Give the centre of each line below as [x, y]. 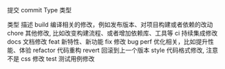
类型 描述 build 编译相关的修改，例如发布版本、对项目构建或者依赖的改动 [110, 25]
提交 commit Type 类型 [40, 10]
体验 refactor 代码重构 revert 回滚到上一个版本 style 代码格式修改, [112, 50]
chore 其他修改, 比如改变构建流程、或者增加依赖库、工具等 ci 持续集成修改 [112, 33]
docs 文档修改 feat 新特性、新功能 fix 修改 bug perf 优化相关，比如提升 [108, 42]
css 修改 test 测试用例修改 [57, 59]
